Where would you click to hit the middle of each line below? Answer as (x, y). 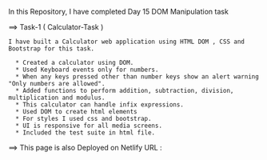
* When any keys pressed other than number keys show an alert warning (137, 77)
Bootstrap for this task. (51, 49)
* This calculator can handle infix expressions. (100, 105)
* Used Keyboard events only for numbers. (87, 70)
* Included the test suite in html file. (86, 133)
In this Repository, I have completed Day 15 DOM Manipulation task (119, 12)
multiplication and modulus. (57, 98)
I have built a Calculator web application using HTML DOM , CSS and (127, 42)
